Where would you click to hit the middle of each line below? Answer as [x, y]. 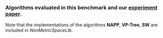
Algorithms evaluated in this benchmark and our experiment [81, 8]
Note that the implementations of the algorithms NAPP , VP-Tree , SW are [81, 25]
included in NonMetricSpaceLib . [39, 30]
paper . [13, 14]
